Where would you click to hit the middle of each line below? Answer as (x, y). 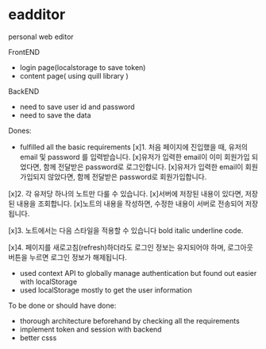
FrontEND (24, 52)
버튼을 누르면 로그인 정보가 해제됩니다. (67, 257)
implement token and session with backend (91, 329)
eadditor (37, 15)
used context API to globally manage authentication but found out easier (138, 273)
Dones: (20, 130)
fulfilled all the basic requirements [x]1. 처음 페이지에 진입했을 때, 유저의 (134, 147)
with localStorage (48, 281)
